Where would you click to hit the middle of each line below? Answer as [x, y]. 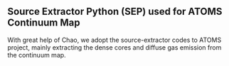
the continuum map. [37, 55]
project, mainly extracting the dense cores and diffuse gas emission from [114, 47]
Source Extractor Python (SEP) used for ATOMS [115, 12]
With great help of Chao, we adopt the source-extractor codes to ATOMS [114, 40]
